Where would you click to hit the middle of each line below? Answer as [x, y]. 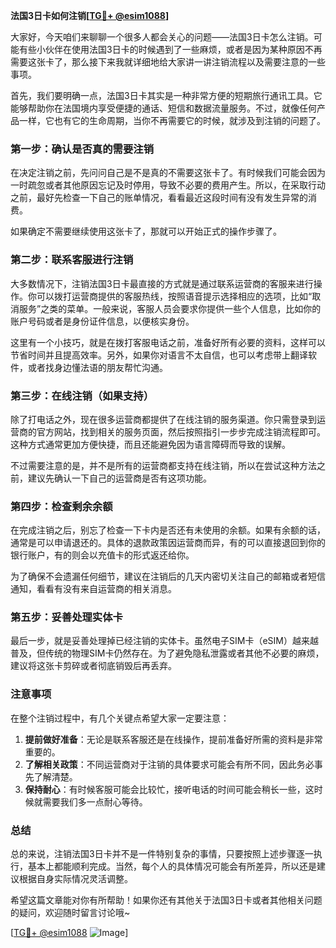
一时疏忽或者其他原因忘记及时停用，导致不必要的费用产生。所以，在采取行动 [168, 185]
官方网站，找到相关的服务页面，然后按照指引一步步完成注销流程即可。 [181, 431]
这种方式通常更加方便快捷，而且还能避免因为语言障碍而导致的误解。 [150, 444]
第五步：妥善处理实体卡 [66, 617]
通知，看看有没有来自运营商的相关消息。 [93, 589]
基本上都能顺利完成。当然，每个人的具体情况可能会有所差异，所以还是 [172, 866]
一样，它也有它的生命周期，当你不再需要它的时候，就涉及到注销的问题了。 [172, 120]
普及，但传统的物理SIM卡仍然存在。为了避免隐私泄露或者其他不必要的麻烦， [167, 653]
